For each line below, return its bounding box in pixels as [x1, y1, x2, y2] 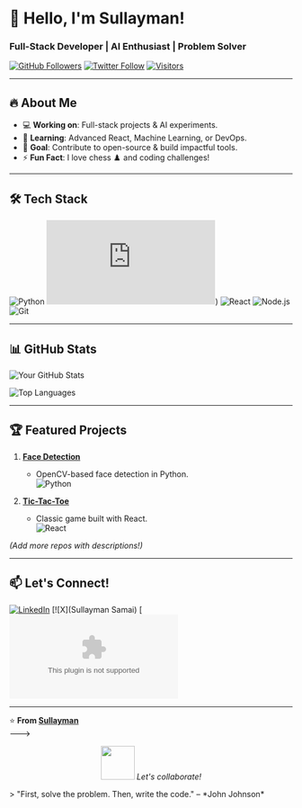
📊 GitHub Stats [9, 341, 97, 356]
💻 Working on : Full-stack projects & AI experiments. [22, 120, 218, 130]
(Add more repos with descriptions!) [9, 540, 144, 551]
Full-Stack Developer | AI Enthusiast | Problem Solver [9, 40, 247, 53]
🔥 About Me [9, 94, 77, 111]
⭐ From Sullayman [9, 714, 79, 725]
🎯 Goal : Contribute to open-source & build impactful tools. [22, 142, 238, 153]
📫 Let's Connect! [9, 576, 110, 591]
